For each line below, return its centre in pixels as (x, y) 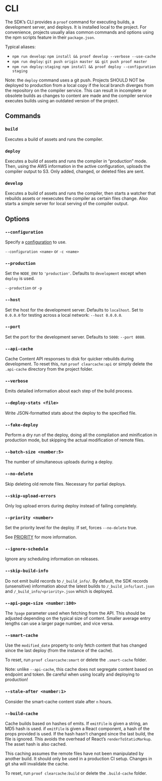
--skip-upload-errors (31, 496)
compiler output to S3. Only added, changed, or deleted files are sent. (75, 171)
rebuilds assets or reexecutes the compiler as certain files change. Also (76, 198)
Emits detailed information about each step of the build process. (69, 391)
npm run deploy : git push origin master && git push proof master (80, 61)
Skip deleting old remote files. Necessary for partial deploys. (65, 484)
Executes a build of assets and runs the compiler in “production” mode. (76, 161)
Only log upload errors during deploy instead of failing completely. (71, 505)
